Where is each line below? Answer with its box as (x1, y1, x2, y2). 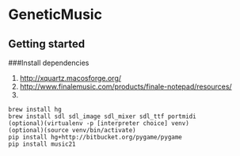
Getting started (8, 37, 86, 51)
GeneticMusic (8, 6, 103, 24)
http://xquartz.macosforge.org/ (19, 74, 121, 82)
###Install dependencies (8, 58, 90, 67)
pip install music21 (8, 140, 77, 148)
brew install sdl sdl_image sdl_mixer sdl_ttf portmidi (8, 112, 196, 120)
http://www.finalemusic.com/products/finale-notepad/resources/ (19, 82, 232, 91)
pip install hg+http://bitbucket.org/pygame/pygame (8, 133, 182, 141)
